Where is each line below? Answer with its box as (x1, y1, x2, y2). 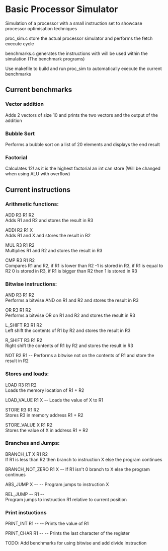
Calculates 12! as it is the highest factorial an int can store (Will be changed (5, 165, 161, 172)
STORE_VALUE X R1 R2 (5, 422, 53, 428)
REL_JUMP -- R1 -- (5, 491, 44, 497)
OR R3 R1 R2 (5, 307, 31, 313)
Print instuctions (5, 509, 47, 516)
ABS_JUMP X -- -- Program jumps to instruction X (5, 481, 109, 487)
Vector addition (5, 101, 44, 108)
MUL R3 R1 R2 (5, 242, 35, 248)
